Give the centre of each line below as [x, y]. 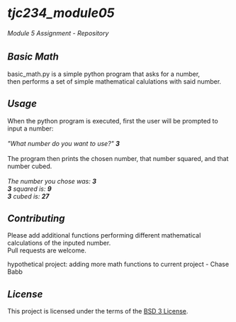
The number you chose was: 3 [52, 181]
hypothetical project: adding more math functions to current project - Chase [118, 265]
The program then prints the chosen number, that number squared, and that [118, 158]
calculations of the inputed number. [59, 243]
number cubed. [30, 166]
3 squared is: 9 [29, 189]
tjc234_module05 [61, 13]
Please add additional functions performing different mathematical [104, 235]
